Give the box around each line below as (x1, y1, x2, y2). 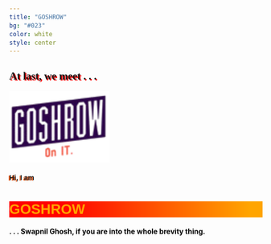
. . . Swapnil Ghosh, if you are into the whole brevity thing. (9, 226, 206, 237)
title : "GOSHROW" (9, 13, 68, 21)
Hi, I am (9, 173, 35, 183)
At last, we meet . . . (9, 69, 97, 82)
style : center (9, 39, 57, 47)
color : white (9, 30, 53, 38)
